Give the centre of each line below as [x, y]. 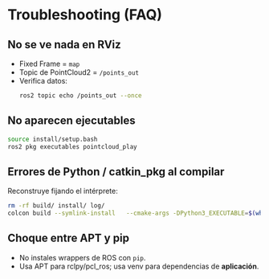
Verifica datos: [43, 81]
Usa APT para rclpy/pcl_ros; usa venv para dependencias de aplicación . [139, 266]
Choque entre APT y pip [69, 238]
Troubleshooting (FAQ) [85, 15]
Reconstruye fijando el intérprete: [63, 191]
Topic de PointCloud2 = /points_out [79, 72]
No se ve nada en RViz [64, 45]
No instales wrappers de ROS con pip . [82, 257]
